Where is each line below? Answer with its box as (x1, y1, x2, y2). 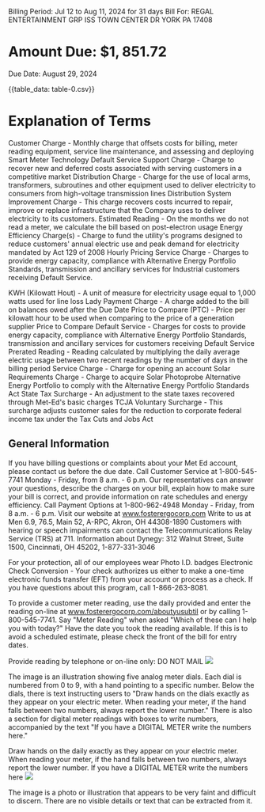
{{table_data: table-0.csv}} (8, 84, 95, 93)
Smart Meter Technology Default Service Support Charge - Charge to (8, 154, 235, 165)
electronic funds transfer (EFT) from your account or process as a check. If (8, 574, 253, 584)
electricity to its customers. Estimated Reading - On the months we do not (8, 214, 249, 223)
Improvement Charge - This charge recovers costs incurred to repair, (8, 197, 233, 207)
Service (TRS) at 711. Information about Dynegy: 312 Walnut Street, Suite (8, 533, 244, 543)
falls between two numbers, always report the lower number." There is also (8, 705, 253, 715)
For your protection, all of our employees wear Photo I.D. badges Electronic (8, 557, 253, 567)
